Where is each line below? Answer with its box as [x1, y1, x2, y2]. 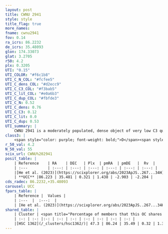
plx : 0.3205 [5, 63, 30, 68]
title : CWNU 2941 [5, 12, 41, 17]
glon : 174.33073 [5, 49, 39, 54]
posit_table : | [5, 156, 37, 161]
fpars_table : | [5, 188, 37, 193]
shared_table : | [5, 207, 39, 212]
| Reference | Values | [14, 193, 66, 198]
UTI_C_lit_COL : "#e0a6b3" [5, 91, 59, 96]
